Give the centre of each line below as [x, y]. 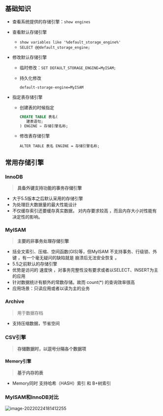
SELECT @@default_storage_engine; [55, 47]
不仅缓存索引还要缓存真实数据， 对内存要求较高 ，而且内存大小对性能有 [84, 211]
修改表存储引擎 [35, 136]
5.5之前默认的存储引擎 [35, 264]
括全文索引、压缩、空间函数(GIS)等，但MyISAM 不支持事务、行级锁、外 [84, 251]
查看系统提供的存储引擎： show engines [51, 22]
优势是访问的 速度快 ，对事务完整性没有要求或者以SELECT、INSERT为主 [85, 270]
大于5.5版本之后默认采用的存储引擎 [48, 198]
